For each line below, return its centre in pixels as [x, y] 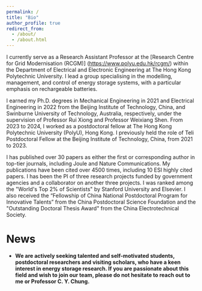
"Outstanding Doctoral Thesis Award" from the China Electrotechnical [93, 208]
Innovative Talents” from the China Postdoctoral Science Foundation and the [101, 202]
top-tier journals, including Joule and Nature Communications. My [88, 164]
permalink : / [23, 12]
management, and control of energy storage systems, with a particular [94, 83]
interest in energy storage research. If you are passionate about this [102, 268]
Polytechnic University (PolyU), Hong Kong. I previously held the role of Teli [100, 133]
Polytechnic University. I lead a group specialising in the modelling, [90, 76]
